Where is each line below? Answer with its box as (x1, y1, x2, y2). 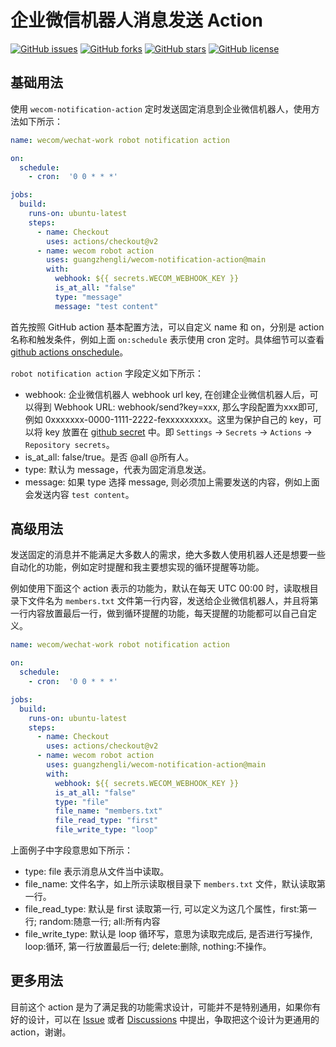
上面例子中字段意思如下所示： (10, 844, 133, 856)
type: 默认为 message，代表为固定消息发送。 (24, 463, 212, 475)
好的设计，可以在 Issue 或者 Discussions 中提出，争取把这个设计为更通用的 (10, 1013, 320, 1025)
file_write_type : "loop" (54, 825, 159, 835)
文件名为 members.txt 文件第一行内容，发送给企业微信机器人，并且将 (27, 595, 310, 607)
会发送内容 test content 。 (24, 488, 135, 500)
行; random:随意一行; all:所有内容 (24, 916, 161, 928)
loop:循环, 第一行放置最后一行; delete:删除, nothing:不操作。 (24, 941, 272, 953)
